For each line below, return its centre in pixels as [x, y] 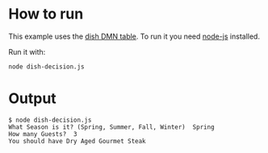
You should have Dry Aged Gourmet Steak [77, 141]
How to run [46, 14]
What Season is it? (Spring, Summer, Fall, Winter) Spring [112, 127]
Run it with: [27, 52]
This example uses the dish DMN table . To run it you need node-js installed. [134, 36]
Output [32, 99]
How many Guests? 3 [43, 134]
